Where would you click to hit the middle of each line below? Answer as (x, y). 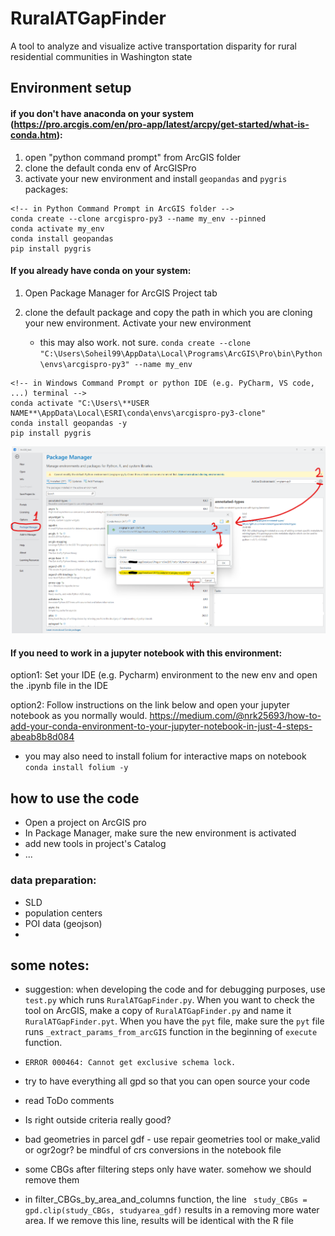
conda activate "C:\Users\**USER (80, 403)
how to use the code (75, 798)
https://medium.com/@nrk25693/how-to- (235, 716)
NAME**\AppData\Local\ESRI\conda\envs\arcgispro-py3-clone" (138, 413)
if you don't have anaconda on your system (102, 113)
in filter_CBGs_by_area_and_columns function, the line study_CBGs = (166, 1199)
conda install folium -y (76, 768)
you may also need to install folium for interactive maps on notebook (165, 756)
